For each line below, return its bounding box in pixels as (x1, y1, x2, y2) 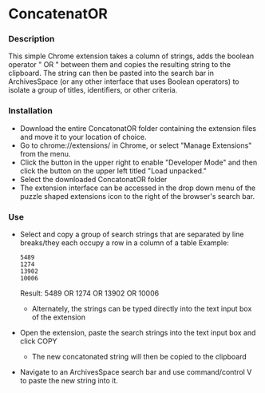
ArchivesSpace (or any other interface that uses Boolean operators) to (8, 77, 239, 86)
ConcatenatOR (8, 5, 108, 23)
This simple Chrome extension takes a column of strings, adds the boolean (8, 51, 255, 61)
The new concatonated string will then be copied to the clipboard (31, 352, 247, 362)
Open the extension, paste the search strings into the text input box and (19, 328, 256, 338)
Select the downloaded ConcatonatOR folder (19, 174, 168, 184)
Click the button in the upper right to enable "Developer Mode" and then (19, 157, 258, 167)
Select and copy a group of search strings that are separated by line (19, 229, 244, 240)
